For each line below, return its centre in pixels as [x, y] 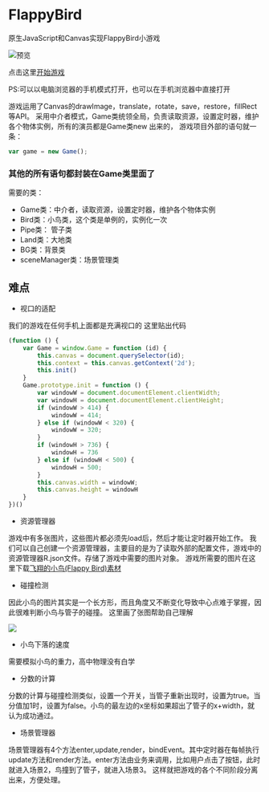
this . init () [57, 371]
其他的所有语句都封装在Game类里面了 [82, 173]
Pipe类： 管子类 [46, 229]
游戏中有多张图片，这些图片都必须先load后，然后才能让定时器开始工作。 [128, 538]
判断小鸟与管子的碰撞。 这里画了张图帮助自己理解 [111, 612]
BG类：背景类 [43, 250]
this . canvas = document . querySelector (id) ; [111, 355]
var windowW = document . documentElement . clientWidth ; [129, 393]
